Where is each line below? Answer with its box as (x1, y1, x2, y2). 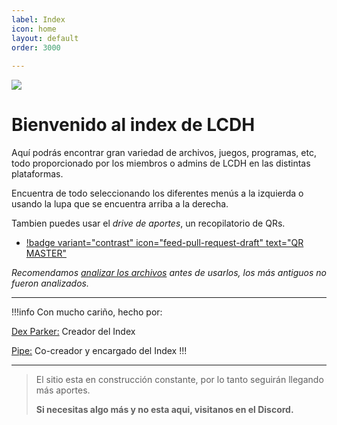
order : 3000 (11, 42, 61, 53)
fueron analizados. (11, 277, 89, 290)
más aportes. (35, 384, 91, 396)
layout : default (11, 33, 79, 43)
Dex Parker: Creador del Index (11, 326, 136, 338)
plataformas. (11, 168, 64, 180)
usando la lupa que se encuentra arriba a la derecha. (11, 198, 229, 210)
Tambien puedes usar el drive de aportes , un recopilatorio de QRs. (11, 217, 286, 230)
